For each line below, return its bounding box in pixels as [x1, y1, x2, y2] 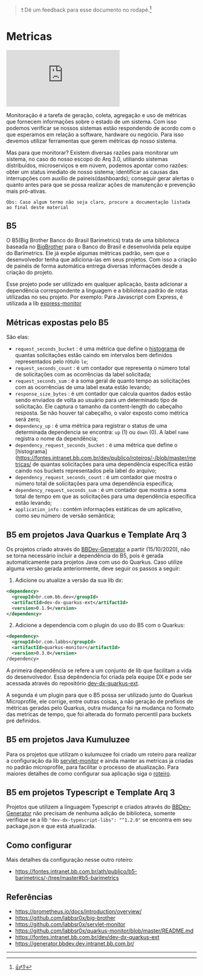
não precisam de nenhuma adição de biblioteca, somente [33, 810, 176, 817]
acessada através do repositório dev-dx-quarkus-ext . [6, 679, 140, 687]
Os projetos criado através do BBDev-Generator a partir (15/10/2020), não [6, 546, 190, 553]
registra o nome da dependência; [14, 435, 98, 442]
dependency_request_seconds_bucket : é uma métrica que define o [14, 441, 178, 449]
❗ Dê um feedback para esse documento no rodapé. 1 [21, 5, 152, 13]
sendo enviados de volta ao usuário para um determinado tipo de [14, 396, 178, 404]
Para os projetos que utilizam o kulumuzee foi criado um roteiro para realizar [6, 751, 197, 758]
